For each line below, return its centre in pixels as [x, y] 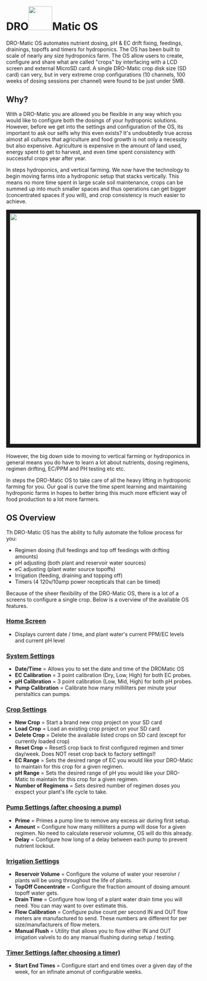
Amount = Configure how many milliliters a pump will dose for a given [100, 826]
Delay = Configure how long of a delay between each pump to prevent [101, 839]
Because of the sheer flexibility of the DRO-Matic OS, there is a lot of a [93, 593]
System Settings [31, 656]
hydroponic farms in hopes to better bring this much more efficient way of [96, 493]
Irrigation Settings [33, 861]
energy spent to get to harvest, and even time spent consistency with [91, 152]
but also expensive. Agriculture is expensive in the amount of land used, [94, 145]
